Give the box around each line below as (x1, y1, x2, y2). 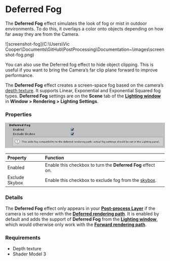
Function (45, 155, 64, 161)
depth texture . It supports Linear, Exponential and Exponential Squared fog (5, 87, 161, 93)
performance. (5, 72, 34, 78)
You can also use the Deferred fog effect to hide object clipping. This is (5, 61, 154, 67)
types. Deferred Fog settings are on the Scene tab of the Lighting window (5, 93, 161, 99)
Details (5, 194, 23, 201)
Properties (5, 110, 32, 118)
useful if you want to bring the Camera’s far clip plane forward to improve (5, 67, 158, 73)
